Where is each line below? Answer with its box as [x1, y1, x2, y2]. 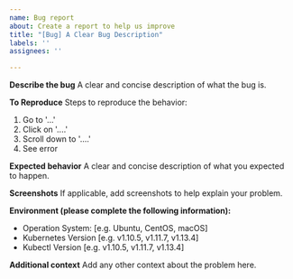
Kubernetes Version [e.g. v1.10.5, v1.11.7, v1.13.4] [22, 232, 199, 244]
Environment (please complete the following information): [9, 205, 232, 217]
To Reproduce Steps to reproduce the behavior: [9, 97, 188, 108]
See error [22, 144, 59, 154]
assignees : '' [9, 47, 63, 56]
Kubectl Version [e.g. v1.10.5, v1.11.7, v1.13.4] [22, 242, 185, 253]
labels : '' [9, 38, 50, 48]
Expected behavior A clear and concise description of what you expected [9, 161, 285, 172]
